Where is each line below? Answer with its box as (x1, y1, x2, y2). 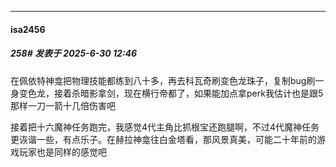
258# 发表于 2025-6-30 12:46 (10, 47, 138, 60)
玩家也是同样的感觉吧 (18, 146, 107, 158)
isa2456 (10, 23, 46, 35)
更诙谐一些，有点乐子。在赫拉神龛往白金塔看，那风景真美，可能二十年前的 (10, 133, 317, 145)
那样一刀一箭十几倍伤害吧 (10, 99, 116, 111)
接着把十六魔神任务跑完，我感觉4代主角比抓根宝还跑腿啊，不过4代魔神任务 (10, 121, 320, 133)
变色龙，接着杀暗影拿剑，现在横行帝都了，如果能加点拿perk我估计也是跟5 (18, 87, 324, 99)
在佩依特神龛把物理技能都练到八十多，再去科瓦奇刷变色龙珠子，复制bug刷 (10, 74, 316, 86)
